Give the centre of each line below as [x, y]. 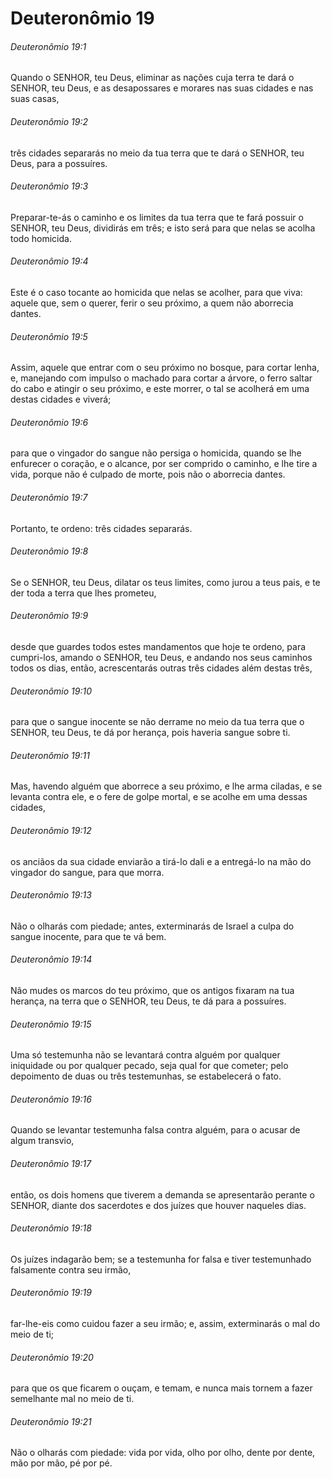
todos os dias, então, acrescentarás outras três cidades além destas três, [161, 668]
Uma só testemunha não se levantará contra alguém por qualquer [145, 1055]
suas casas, [35, 99]
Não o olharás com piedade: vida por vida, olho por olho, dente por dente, [163, 1453]
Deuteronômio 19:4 [49, 261]
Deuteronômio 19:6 [49, 422]
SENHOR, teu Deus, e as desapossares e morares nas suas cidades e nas [162, 88]
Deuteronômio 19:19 [51, 1293]
